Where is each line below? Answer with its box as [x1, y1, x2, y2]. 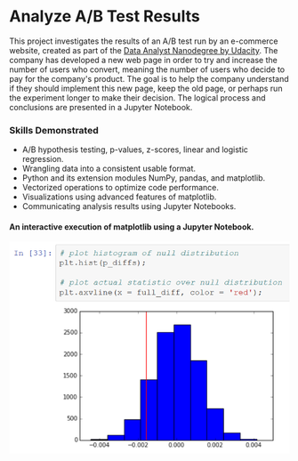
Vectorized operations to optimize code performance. [21, 182, 220, 193]
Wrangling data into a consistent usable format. [21, 163, 197, 174]
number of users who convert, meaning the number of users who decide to [9, 64, 286, 75]
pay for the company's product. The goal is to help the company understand [9, 73, 289, 84]
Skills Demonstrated [9, 124, 100, 136]
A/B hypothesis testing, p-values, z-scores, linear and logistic [21, 144, 249, 155]
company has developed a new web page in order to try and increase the [9, 54, 278, 65]
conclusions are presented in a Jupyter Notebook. [9, 101, 193, 112]
